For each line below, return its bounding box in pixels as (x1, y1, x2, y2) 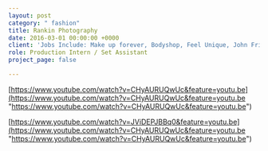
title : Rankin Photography (8, 26, 98, 34)
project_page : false (8, 56, 77, 64)
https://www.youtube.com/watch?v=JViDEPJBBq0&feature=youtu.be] (10, 117, 240, 126)
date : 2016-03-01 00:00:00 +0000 (8, 33, 120, 42)
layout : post (8, 11, 52, 20)
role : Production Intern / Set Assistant (8, 48, 148, 56)
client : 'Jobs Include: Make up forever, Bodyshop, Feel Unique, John (8, 41, 248, 49)
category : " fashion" (8, 19, 81, 27)
